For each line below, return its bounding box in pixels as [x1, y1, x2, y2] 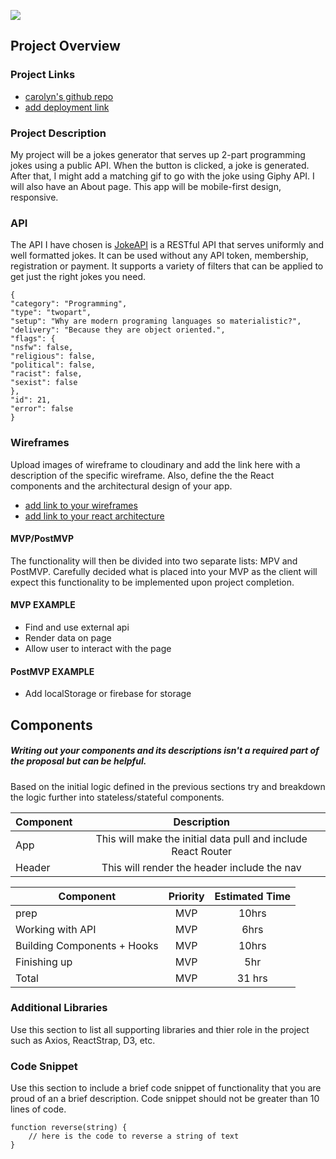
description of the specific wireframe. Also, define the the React [10, 469, 275, 481]
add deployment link [24, 101, 110, 113]
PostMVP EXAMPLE [10, 665, 95, 677]
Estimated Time [214, 889, 292, 903]
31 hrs [236, 971, 268, 985]
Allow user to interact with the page [24, 642, 172, 654]
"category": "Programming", [10, 299, 128, 309]
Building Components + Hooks [15, 938, 159, 952]
